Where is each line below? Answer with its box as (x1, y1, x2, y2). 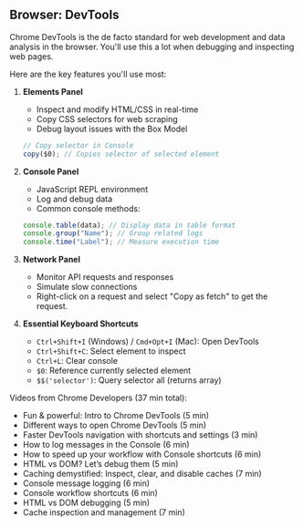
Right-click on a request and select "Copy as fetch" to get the (36, 291, 268, 302)
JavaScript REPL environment (36, 183, 149, 194)
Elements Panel (22, 86, 84, 97)
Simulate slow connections (36, 282, 138, 293)
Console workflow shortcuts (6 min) (22, 488, 158, 499)
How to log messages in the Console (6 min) (22, 439, 190, 450)
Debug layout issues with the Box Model (36, 123, 188, 134)
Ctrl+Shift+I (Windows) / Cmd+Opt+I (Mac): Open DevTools (36, 336, 260, 347)
